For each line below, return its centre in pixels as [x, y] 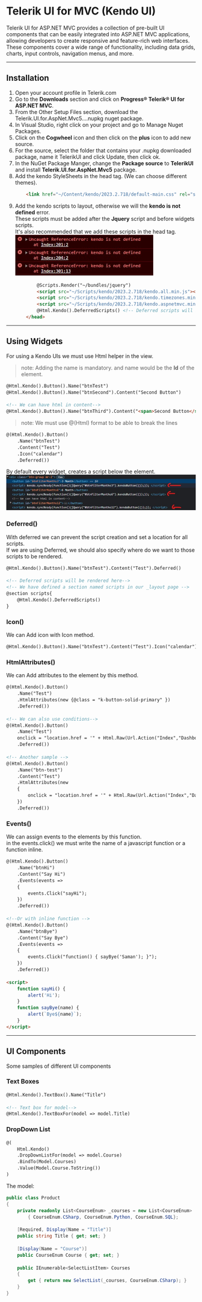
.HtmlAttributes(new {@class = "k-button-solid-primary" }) [94, 700]
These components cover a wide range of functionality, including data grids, [101, 47]
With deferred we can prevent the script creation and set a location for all [97, 537]
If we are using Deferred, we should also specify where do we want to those [101, 550]
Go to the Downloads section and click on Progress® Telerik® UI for [100, 99]
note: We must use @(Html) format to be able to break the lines [99, 423]
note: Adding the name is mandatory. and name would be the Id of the [108, 368]
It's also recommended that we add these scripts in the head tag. [95, 231]
